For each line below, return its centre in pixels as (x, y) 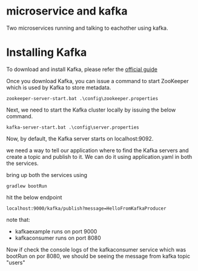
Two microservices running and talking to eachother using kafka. (87, 28)
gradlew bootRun (27, 186)
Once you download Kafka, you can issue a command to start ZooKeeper (97, 81)
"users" (16, 263)
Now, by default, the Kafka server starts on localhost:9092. (80, 138)
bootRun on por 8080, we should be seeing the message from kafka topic (98, 256)
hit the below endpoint (34, 197)
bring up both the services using (47, 175)
